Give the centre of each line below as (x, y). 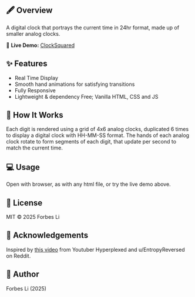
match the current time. (34, 148)
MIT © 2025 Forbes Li (33, 217)
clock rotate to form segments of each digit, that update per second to (91, 142)
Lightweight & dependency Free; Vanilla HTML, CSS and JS (86, 96)
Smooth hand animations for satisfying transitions (75, 84)
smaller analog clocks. (33, 34)
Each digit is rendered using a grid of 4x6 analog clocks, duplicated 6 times (97, 129)
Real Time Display (36, 78)
